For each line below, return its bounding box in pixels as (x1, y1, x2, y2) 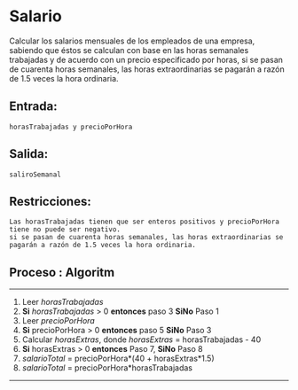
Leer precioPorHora (21, 316, 95, 326)
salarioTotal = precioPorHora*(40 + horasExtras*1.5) (21, 353, 215, 364)
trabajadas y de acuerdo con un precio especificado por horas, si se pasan (9, 54, 284, 65)
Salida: (9, 146, 49, 161)
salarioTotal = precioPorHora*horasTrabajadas (21, 363, 193, 373)
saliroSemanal (9, 170, 62, 179)
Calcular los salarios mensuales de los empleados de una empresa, (9, 35, 255, 46)
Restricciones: (9, 193, 91, 209)
